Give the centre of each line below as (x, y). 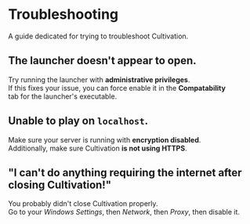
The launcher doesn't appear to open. (103, 61)
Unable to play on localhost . (78, 121)
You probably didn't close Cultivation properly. (83, 204)
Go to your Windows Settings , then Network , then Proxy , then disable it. (124, 212)
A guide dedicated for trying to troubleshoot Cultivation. (98, 36)
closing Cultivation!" (60, 184)
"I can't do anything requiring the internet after (125, 173)
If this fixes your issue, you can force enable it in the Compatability (117, 88)
